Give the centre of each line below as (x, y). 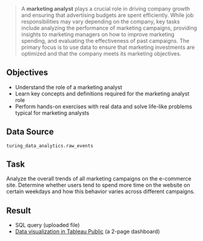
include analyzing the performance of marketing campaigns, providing (109, 28)
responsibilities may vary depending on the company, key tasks (100, 21)
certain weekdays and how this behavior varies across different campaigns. (101, 191)
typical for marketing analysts (52, 113)
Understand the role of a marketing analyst (68, 87)
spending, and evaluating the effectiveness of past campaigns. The (105, 41)
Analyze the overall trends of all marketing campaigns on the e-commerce (99, 179)
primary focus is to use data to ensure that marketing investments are (108, 47)
